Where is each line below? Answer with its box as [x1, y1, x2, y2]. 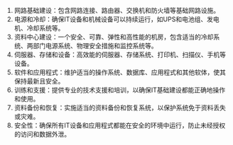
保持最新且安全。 [13, 77, 65, 85]
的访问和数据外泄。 [13, 130, 71, 138]
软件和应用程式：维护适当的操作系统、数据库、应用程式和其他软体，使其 [13, 68, 226, 76]
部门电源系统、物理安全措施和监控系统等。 [33, 42, 158, 50]
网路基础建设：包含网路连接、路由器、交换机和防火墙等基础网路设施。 [13, 6, 220, 14]
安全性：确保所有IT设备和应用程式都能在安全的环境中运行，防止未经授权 [13, 121, 226, 129]
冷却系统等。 [26, 24, 65, 32]
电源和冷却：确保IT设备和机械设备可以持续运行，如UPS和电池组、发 [13, 15, 213, 23]
